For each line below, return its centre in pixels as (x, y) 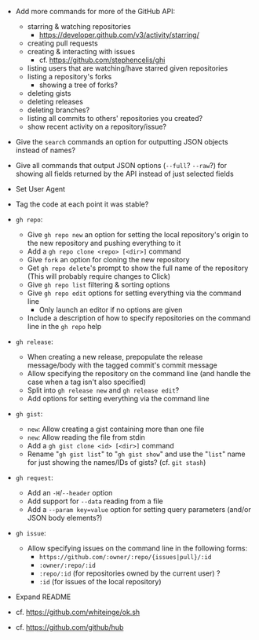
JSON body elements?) (65, 518)
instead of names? (46, 150)
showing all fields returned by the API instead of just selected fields (124, 174)
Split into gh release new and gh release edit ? (103, 390)
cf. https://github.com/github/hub (69, 627)
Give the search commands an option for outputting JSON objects (122, 142)
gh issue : (31, 533)
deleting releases (55, 102)
